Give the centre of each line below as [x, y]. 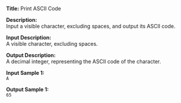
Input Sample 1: [25, 73]
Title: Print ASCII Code [34, 9]
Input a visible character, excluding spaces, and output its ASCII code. [91, 26]
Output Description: [31, 55]
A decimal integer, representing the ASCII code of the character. [84, 62]
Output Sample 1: [27, 89]
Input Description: [29, 37]
